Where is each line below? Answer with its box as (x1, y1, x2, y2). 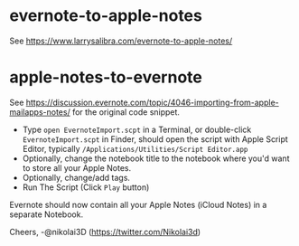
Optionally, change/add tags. (22, 172, 131, 183)
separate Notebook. (9, 209, 84, 220)
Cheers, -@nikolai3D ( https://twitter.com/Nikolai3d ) (9, 226, 201, 237)
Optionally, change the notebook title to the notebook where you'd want (22, 153, 290, 164)
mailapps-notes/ (9, 106, 70, 118)
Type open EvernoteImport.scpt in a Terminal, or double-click (22, 124, 252, 135)
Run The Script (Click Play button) (22, 182, 150, 193)
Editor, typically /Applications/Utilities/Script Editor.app (22, 143, 248, 154)
